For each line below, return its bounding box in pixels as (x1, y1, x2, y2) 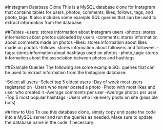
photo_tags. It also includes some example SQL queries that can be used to (5, 15, 157, 20)
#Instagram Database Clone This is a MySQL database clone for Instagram (5, 4, 155, 10)
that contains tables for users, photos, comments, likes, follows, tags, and (5, 9, 153, 15)
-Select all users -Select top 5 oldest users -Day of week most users (5, 79, 143, 85)
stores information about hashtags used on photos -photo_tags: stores (16, 50, 158, 56)
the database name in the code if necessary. (5, 119, 95, 125)
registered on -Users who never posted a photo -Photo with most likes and (5, 84, 156, 90)
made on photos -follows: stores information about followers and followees (5, 45, 156, 50)
